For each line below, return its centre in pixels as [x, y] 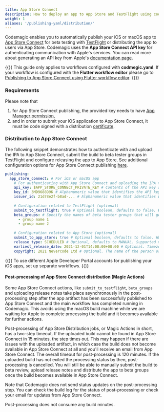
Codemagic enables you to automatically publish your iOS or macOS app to [81, 37]
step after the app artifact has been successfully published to [90, 298]
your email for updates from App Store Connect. [53, 395]
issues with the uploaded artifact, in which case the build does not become [81, 344]
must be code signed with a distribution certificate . [63, 126]
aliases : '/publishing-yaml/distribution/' [50, 23]
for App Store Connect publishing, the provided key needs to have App [83, 110]
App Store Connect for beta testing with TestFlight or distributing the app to [81, 43]
